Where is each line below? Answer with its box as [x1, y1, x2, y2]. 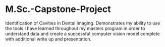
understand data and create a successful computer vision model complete [5, 30, 160, 36]
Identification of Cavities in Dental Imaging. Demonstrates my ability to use [5, 20, 160, 26]
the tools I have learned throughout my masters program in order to [5, 25, 145, 31]
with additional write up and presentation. [5, 36, 92, 42]
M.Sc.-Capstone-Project [5, 3, 111, 15]
